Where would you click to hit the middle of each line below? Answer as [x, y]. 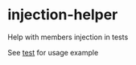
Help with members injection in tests [68, 37]
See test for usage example [53, 52]
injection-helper [63, 15]
